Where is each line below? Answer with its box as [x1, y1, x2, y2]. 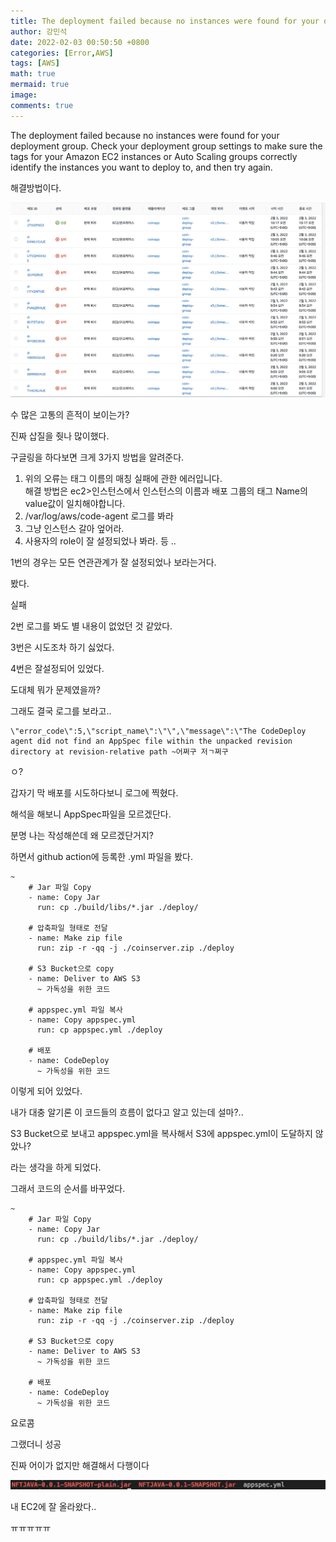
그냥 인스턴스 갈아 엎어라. [24, 523, 125, 535]
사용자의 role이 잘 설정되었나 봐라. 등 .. [24, 535, 177, 547]
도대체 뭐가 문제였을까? [10, 684, 101, 696]
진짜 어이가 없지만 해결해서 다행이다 [10, 1460, 150, 1472]
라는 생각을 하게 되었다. [10, 1161, 102, 1174]
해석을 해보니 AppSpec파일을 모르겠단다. [10, 808, 172, 820]
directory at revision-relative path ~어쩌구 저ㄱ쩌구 [10, 747, 229, 757]
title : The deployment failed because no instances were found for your [10, 16, 320, 26]
